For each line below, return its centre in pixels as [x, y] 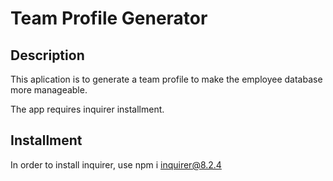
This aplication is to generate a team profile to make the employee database [166, 79]
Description [47, 55]
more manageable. [49, 90]
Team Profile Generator [109, 18]
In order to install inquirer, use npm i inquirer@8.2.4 [116, 164]
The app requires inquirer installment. [87, 109]
